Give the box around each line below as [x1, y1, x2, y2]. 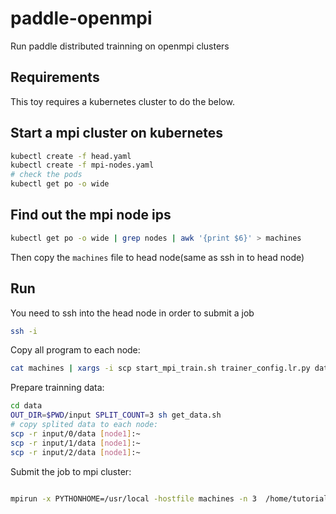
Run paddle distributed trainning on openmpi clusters [10, 40, 230, 52]
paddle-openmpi [10, 7, 153, 30]
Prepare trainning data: [10, 382, 105, 394]
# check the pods [10, 170, 83, 180]
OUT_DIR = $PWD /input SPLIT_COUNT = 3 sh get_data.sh [10, 410, 222, 421]
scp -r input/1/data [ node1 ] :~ [10, 438, 141, 448]
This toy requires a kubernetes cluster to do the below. [10, 95, 235, 107]
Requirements [10, 69, 100, 86]
